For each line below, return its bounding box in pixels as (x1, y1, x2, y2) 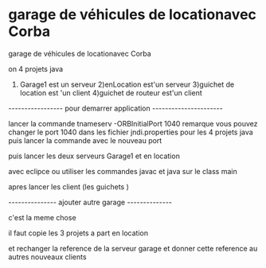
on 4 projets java (8, 64, 64, 73)
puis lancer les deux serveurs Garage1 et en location (8, 151, 181, 161)
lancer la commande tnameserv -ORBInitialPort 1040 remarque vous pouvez (8, 118, 258, 128)
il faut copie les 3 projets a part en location (8, 228, 149, 238)
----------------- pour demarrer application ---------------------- (8, 103, 223, 113)
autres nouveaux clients (8, 252, 87, 262)
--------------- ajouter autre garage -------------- (8, 197, 173, 207)
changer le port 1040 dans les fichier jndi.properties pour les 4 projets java (8, 127, 253, 137)
